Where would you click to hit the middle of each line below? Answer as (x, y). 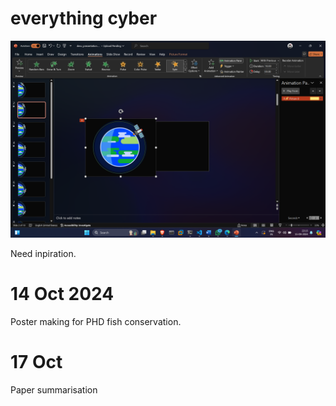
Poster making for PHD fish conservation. (96, 321)
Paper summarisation (54, 389)
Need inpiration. (43, 253)
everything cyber (84, 18)
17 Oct (36, 362)
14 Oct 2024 (62, 294)
